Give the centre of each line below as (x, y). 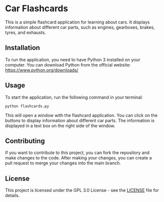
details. (12, 196)
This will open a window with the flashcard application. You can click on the (81, 115)
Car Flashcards (37, 9)
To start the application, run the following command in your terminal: (74, 97)
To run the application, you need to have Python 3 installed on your (73, 60)
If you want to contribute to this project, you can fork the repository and (77, 153)
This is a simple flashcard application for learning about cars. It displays (78, 22)
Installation (23, 48)
